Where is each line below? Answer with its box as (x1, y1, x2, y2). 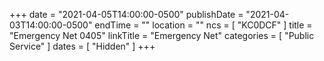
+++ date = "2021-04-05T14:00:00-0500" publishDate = (9, 9, 244, 20)
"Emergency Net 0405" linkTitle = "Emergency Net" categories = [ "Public (9, 30, 315, 41)
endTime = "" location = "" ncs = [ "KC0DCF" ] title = (94, 19, 313, 31)
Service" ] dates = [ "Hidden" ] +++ (9, 40, 156, 52)
